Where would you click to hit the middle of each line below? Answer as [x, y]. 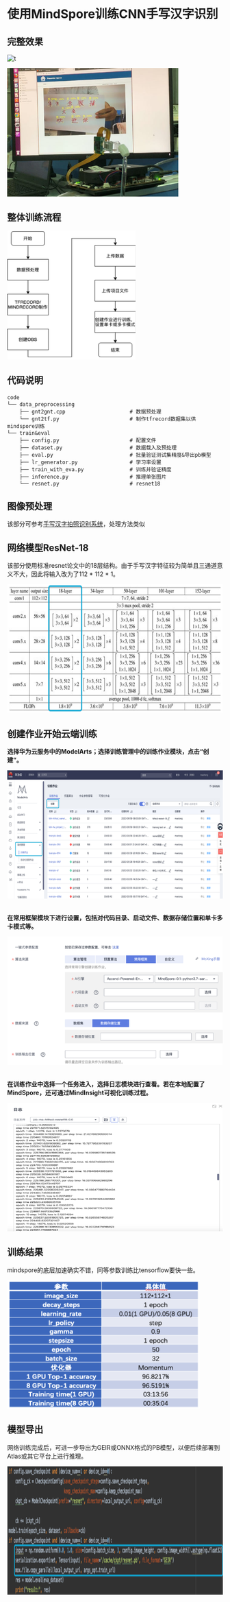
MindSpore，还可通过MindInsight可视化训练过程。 [80, 1093]
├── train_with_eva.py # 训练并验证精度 [95, 469]
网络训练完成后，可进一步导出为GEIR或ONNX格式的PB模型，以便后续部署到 [114, 1447]
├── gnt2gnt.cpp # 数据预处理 [91, 411]
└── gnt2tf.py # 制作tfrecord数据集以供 [108, 419]
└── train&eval [29, 433]
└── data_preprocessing [41, 404]
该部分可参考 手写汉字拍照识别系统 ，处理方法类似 [76, 524]
